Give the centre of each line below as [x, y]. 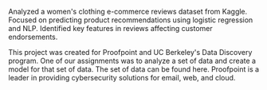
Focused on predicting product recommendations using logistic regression [131, 20]
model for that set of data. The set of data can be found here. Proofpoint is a [134, 69]
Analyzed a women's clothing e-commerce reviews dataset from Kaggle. [128, 12]
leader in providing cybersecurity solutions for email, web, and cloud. [122, 78]
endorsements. [33, 37]
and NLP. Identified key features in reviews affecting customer [110, 28]
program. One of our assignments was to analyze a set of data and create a [132, 61]
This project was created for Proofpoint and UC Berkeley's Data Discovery [130, 52]
